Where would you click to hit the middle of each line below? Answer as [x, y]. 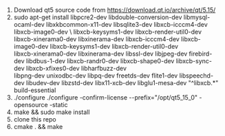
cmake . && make [38, 127]
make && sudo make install [52, 112]
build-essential [35, 90]
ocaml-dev [29, 24]
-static [58, 105]
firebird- [201, 54]
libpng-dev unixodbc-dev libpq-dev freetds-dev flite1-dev [96, 76]
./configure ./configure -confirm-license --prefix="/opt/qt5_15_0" [106, 98]
